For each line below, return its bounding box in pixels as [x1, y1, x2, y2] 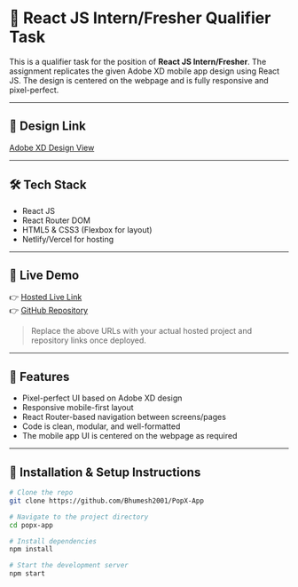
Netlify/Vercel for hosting [21, 234, 114, 244]
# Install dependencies [9, 536, 98, 545]
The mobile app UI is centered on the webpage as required [21, 431, 238, 441]
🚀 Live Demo [9, 267, 80, 282]
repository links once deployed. [30, 335, 146, 345]
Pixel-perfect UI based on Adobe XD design [21, 393, 183, 403]
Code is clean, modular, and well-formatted [21, 421, 181, 432]
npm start [9, 569, 46, 578]
